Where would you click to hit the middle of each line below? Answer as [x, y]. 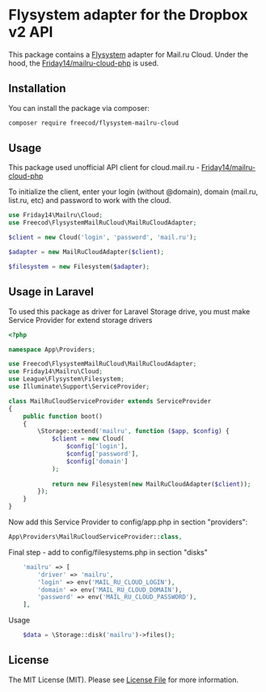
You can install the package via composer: [79, 108]
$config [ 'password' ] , [102, 454]
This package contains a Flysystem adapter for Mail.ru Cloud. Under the [129, 54]
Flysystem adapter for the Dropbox [128, 15]
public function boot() [63, 416]
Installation [37, 89]
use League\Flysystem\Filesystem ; [67, 379]
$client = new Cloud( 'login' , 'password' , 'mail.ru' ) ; [103, 238]
